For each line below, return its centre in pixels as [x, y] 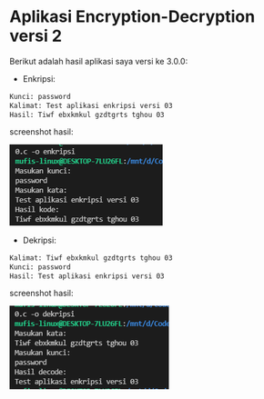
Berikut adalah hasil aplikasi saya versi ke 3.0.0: [99, 61]
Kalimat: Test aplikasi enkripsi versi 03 [91, 105]
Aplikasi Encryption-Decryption [132, 17]
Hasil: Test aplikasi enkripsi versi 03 [87, 276]
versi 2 [36, 36]
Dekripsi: [39, 240]
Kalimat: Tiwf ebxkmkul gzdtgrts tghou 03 [91, 258]
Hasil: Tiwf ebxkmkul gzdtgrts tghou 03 [87, 115]
